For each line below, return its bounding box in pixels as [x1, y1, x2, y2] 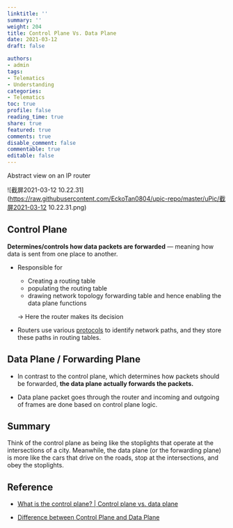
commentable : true [7, 146, 61, 153]
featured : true [7, 126, 51, 133]
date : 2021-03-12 [7, 36, 58, 43]
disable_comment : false [7, 139, 77, 146]
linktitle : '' [7, 10, 49, 17]
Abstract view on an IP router [7, 171, 91, 180]
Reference [7, 481, 54, 493]
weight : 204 [7, 23, 42, 30]
